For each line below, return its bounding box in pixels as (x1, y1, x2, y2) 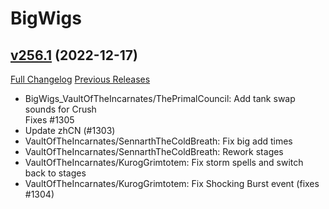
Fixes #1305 (24, 114, 75, 126)
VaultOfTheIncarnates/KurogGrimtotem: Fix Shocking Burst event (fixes (24, 178, 320, 189)
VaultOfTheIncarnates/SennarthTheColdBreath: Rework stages (24, 146, 284, 157)
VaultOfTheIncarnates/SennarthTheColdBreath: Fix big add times (24, 135, 293, 147)
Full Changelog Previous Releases (10, 73, 151, 85)
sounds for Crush (24, 103, 97, 115)
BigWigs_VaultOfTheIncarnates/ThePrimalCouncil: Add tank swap (24, 93, 296, 104)
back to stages (24, 167, 87, 179)
